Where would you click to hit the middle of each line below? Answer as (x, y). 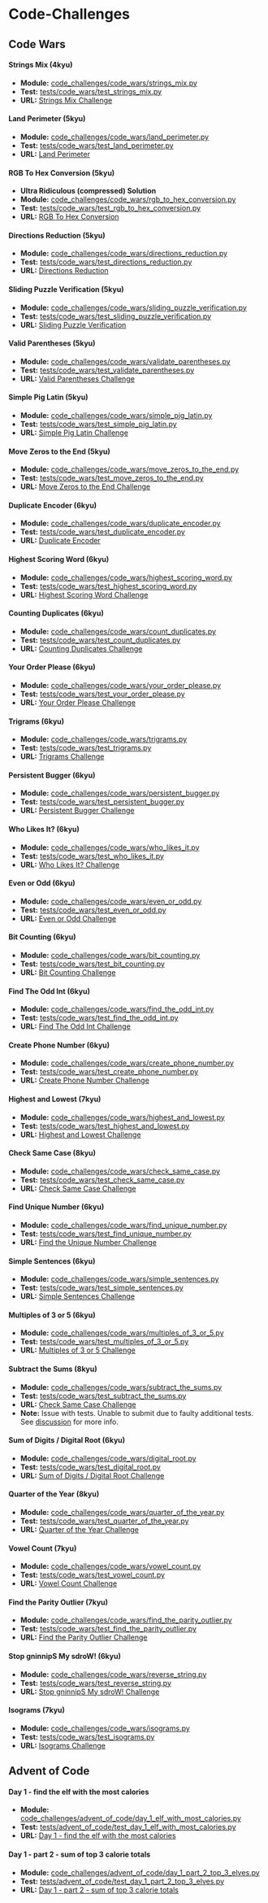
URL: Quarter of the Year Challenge (80, 1530)
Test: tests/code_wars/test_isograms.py (87, 1736)
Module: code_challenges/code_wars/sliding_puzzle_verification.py (134, 307)
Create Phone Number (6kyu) (59, 1045)
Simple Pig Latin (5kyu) (48, 397)
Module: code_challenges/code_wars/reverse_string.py (113, 1674)
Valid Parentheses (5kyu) (52, 343)
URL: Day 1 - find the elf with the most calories (98, 1836)
